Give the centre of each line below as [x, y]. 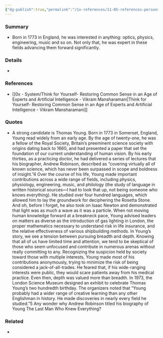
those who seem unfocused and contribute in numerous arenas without [83, 246]
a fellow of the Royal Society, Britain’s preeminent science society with [82, 143]
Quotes [14, 122]
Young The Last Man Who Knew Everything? [57, 309]
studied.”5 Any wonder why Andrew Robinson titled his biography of [80, 303]
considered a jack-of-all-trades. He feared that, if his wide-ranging [79, 267]
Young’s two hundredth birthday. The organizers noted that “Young [79, 288]
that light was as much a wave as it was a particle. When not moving [80, 210]
